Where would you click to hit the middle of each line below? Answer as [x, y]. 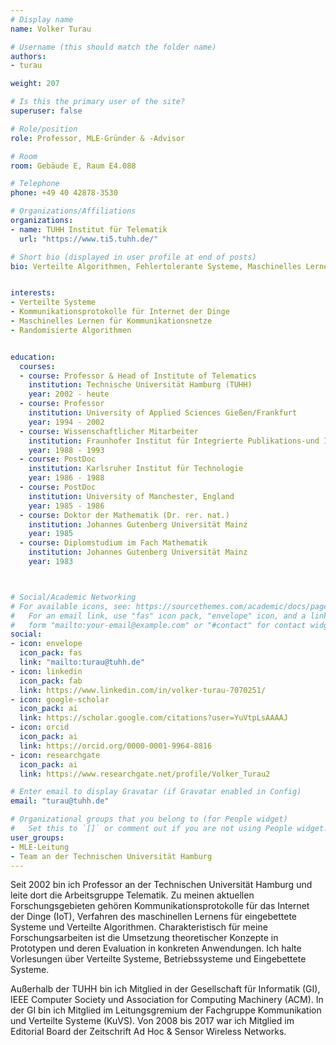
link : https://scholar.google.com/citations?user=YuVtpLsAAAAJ [153, 718]
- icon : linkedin [46, 671]
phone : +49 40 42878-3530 [64, 193]
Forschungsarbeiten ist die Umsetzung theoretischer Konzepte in [144, 938]
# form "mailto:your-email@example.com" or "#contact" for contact [158, 625]
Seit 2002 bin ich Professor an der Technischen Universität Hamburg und [161, 885]
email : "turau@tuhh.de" [60, 801]
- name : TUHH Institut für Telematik [89, 229]
